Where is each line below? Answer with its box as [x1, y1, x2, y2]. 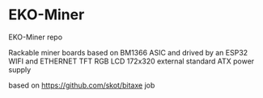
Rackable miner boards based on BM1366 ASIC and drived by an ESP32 [8, 47, 248, 57]
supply [8, 64, 32, 74]
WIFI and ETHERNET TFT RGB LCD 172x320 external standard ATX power [8, 56, 255, 66]
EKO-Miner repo [8, 32, 63, 42]
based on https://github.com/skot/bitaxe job [8, 80, 155, 90]
